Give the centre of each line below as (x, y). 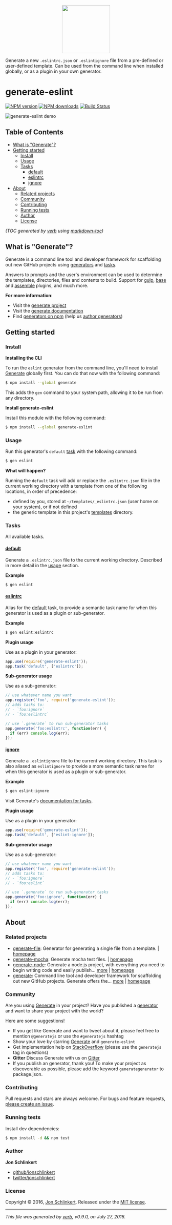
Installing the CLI (24, 358)
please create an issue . (30, 1104)
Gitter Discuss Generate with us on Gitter (56, 1057)
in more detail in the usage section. (42, 565)
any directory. (20, 398)
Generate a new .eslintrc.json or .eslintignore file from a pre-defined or (84, 60)
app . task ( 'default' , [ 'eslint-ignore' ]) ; (50, 835)
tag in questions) (30, 1052)
